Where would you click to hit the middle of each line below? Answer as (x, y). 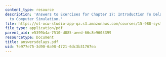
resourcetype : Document (30, 38)
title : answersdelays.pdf (32, 42)
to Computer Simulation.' (36, 19)
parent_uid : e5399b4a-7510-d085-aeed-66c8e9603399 (58, 33)
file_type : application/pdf (34, 28)
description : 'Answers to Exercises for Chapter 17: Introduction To (78, 14)
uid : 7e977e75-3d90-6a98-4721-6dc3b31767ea (51, 47)
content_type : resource (30, 10)
